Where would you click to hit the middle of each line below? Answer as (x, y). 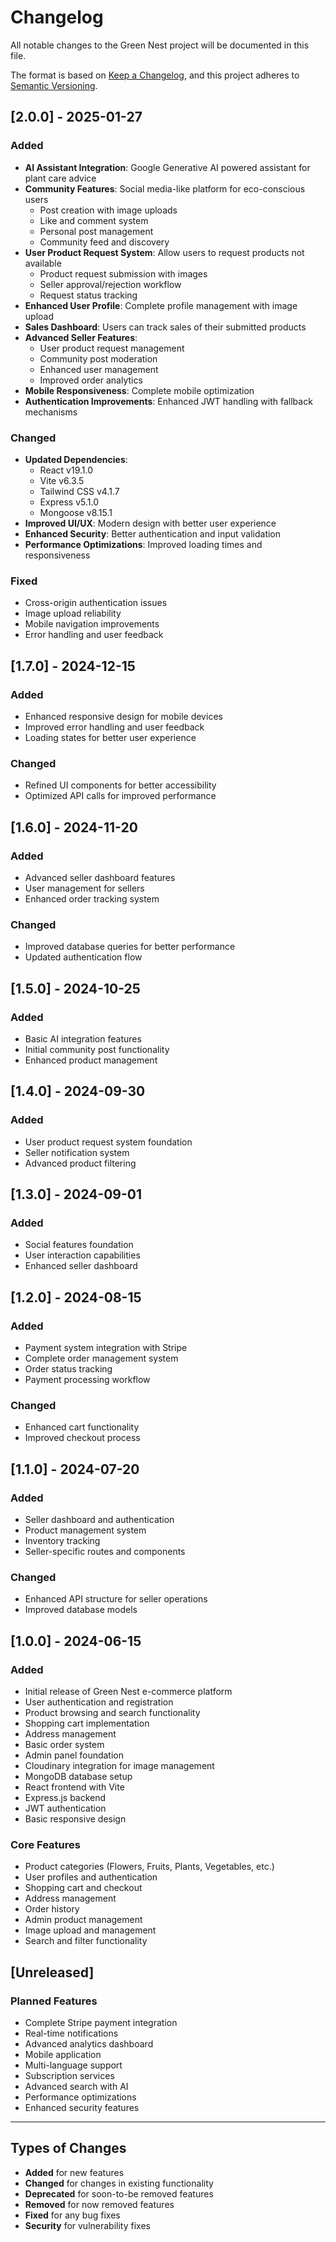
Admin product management (83, 1920)
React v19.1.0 (66, 470)
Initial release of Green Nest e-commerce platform (128, 1691)
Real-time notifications (71, 2033)
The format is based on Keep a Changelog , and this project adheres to (155, 75)
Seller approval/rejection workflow (110, 284)
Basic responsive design (75, 1818)
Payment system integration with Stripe (106, 1347)
